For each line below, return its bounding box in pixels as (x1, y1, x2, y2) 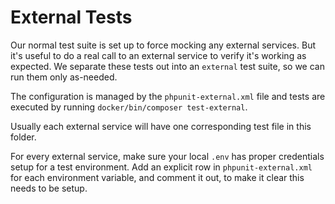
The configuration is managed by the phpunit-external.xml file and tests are (10, 90, 326, 102)
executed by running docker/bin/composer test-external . (10, 101, 248, 113)
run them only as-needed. (10, 71, 118, 83)
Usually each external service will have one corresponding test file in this (10, 120, 312, 132)
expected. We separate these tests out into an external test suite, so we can (10, 60, 325, 72)
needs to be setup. (10, 182, 88, 194)
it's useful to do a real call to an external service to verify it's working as (10, 49, 307, 61)
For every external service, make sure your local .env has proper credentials (10, 150, 325, 162)
